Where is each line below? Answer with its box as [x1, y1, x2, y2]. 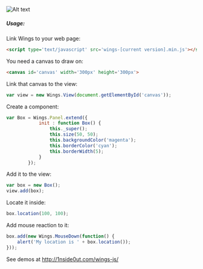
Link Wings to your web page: [6, 35, 81, 42]
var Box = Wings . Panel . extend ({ [6, 115, 88, 121]
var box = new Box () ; [6, 182, 61, 188]
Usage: [6, 19, 25, 27]
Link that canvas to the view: [6, 80, 77, 87]
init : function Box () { [38, 120, 101, 127]
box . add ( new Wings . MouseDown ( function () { [6, 233, 115, 239]
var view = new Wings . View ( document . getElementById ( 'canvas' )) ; [6, 91, 172, 98]
